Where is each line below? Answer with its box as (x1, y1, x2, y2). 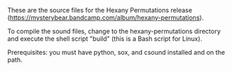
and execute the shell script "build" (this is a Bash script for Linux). (7, 34, 202, 43)
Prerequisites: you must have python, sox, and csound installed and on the (7, 49, 226, 56)
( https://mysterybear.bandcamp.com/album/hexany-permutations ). (7, 13, 204, 22)
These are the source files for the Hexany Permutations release (7, 6, 193, 14)
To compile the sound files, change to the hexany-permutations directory (7, 27, 221, 35)
